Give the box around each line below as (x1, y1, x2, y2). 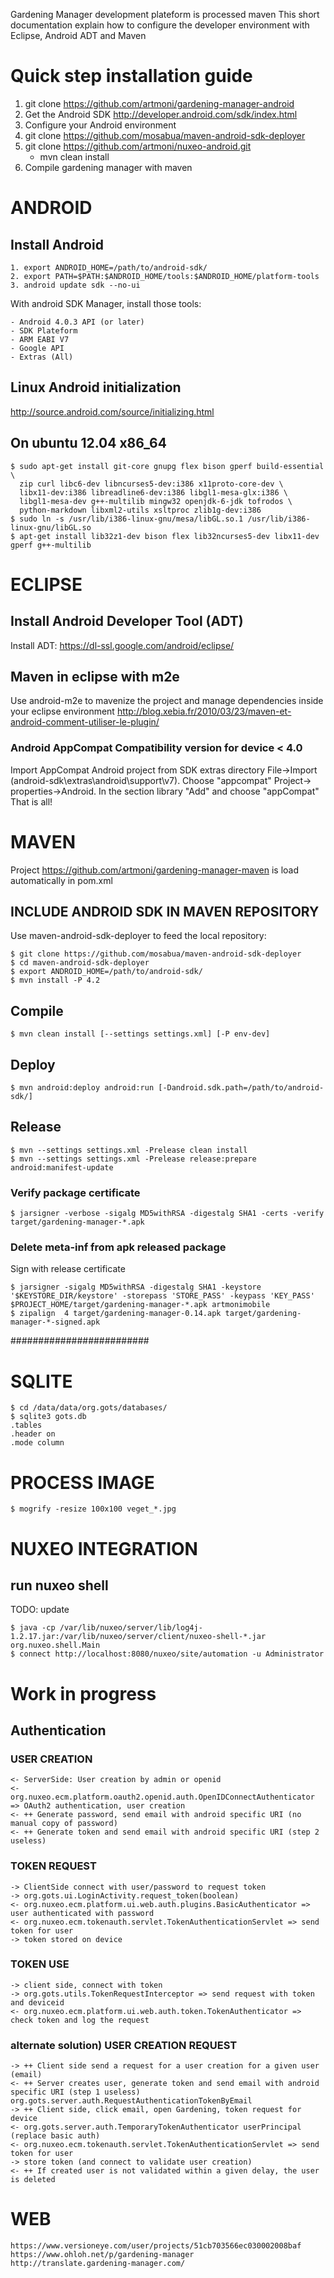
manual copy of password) (10, 1819, 118, 1829)
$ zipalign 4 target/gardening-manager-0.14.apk (10, 1309, 222, 1319)
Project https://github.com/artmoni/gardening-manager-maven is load (10, 864, 299, 876)
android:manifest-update (10, 1162, 114, 1173)
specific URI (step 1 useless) (10, 2087, 141, 2098)
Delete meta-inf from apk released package (10, 1240, 227, 1254)
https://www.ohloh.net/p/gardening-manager (10, 2250, 195, 2260)
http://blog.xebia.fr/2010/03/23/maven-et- (116, 705, 292, 718)
